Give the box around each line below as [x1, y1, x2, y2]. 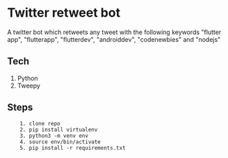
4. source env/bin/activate [19, 138, 101, 145]
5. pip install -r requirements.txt [19, 144, 127, 151]
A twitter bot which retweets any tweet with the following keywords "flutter [7, 28, 222, 36]
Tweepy [17, 81, 40, 90]
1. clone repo [19, 120, 60, 127]
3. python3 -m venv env [19, 132, 89, 139]
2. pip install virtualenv [19, 126, 98, 133]
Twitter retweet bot [7, 5, 120, 21]
